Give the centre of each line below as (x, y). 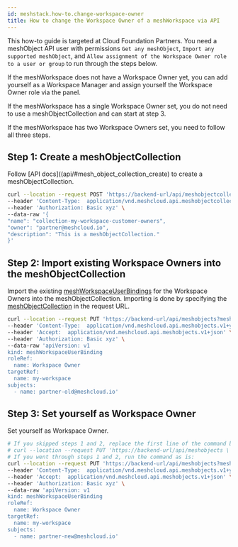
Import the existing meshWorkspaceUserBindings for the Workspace (107, 291)
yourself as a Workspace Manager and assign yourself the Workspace (110, 84)
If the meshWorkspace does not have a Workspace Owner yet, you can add (118, 77)
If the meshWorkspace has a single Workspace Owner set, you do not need (118, 106)
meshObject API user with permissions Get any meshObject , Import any (111, 48)
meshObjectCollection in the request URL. (68, 306)
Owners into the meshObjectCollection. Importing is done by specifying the (117, 299)
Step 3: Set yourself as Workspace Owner (102, 414)
